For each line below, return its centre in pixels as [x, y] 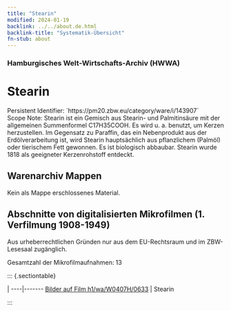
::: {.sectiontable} [32, 275]
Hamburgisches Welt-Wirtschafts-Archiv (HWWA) [94, 63]
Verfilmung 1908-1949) [59, 225]
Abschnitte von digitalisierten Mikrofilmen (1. [106, 214]
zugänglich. [51, 249]
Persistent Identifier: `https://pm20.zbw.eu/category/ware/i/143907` [103, 110]
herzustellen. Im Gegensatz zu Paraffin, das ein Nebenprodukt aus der [107, 132]
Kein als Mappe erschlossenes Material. [64, 193]
